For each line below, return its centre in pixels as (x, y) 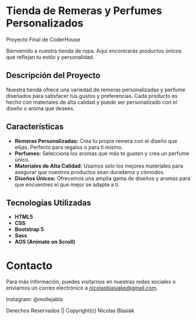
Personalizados (45, 23)
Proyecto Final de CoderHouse (43, 39)
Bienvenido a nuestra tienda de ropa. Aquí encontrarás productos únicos (94, 50)
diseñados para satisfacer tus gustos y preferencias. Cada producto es (92, 96)
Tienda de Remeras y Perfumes (84, 11)
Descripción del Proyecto (53, 75)
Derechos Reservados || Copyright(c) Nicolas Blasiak (70, 311)
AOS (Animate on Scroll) (45, 242)
